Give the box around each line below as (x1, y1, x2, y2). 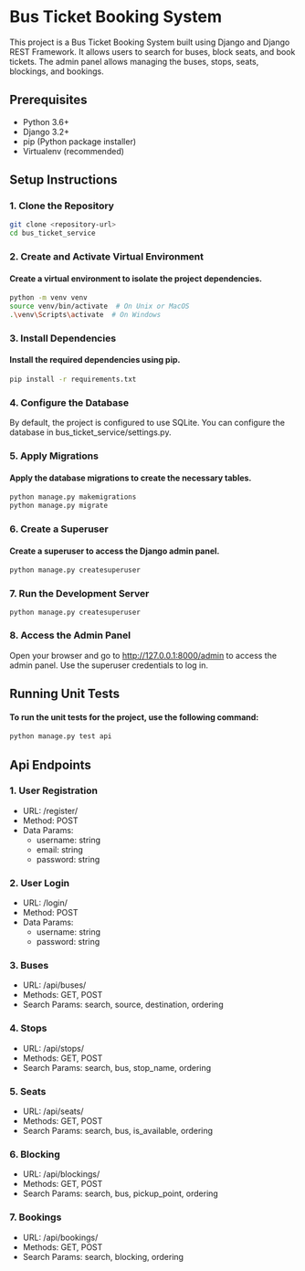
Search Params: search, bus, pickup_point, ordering (22, 1188, 219, 1199)
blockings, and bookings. (9, 66, 105, 77)
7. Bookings (9, 1211, 62, 1223)
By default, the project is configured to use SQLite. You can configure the (9, 418, 286, 429)
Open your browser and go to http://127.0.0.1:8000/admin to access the (9, 650, 277, 661)
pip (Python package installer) (22, 135, 137, 147)
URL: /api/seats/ (22, 1106, 84, 1117)
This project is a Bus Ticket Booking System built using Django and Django (9, 37, 290, 48)
